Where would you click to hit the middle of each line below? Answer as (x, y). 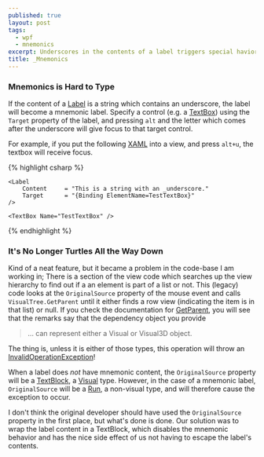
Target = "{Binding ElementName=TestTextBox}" (108, 196)
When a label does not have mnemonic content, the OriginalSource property (132, 372)
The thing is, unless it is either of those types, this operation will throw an (126, 349)
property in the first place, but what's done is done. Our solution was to (124, 421)
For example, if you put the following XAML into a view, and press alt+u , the (131, 144)
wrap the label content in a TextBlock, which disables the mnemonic (118, 430)
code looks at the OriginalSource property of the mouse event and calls (125, 293)
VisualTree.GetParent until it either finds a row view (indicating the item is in (132, 302)
